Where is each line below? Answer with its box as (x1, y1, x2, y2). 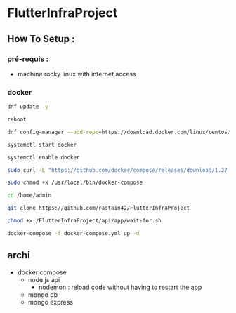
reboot (7, 116, 27, 124)
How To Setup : (7, 33, 75, 45)
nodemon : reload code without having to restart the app (38, 283, 202, 291)
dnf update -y (7, 103, 49, 110)
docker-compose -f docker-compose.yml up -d (7, 229, 140, 237)
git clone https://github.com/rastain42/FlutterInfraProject (7, 205, 190, 212)
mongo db (27, 290, 58, 299)
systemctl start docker (7, 141, 77, 148)
